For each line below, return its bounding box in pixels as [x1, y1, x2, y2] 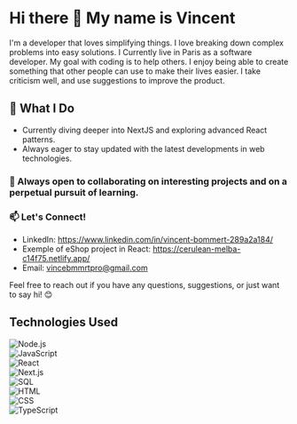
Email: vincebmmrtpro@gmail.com [21, 262, 148, 273]
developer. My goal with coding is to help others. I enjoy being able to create [9, 56, 289, 67]
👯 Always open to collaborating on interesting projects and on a [9, 175, 288, 188]
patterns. [21, 133, 56, 145]
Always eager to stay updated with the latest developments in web [21, 143, 265, 154]
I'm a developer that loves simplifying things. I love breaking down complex [9, 37, 284, 48]
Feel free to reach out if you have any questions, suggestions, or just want [9, 279, 280, 290]
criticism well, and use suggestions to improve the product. [9, 75, 225, 85]
